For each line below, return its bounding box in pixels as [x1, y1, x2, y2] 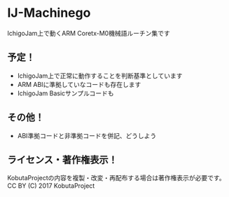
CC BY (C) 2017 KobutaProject [7, 182, 95, 190]
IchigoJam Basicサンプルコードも [17, 89, 114, 97]
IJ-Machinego [7, 5, 91, 21]
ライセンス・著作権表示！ [7, 154, 118, 165]
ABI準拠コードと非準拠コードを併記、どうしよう [17, 131, 157, 140]
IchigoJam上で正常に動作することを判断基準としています [17, 72, 183, 80]
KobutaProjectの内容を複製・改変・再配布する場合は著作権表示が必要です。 [7, 174, 223, 182]
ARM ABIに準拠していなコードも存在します [17, 80, 141, 88]
